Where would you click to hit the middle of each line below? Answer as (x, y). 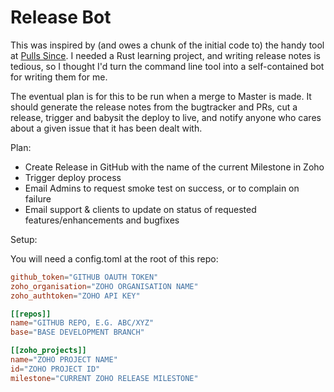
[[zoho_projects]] (48, 351)
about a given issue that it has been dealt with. (106, 128)
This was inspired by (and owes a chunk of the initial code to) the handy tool (167, 45)
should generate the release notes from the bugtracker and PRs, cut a (154, 107)
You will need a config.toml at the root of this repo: (114, 258)
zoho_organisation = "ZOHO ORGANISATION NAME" (104, 286)
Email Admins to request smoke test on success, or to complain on (162, 188)
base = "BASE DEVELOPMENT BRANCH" (77, 332)
